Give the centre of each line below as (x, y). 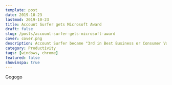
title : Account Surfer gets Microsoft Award (53, 24)
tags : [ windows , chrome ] (32, 53)
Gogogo (14, 77)
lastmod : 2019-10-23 (27, 19)
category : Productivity (31, 48)
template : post (21, 10)
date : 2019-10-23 (24, 15)
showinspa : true (23, 62)
